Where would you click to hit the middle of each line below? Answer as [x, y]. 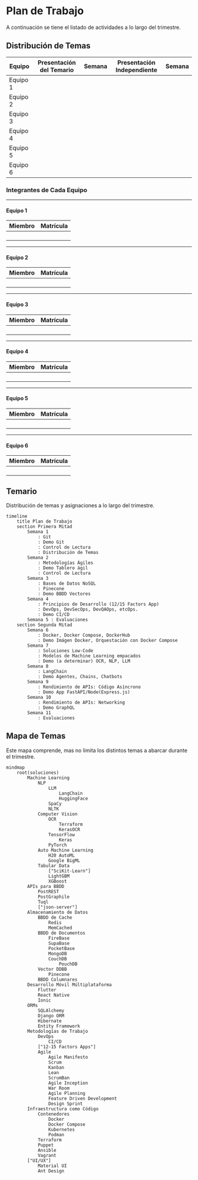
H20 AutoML [62, 855]
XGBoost [57, 881]
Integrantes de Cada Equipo [47, 190]
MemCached [60, 928]
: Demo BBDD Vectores [64, 594]
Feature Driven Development [82, 1098]
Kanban [56, 1067]
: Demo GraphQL [56, 708]
